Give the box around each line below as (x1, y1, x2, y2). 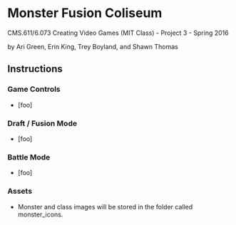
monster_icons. (17, 210, 63, 219)
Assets (7, 187, 33, 197)
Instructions (7, 63, 63, 75)
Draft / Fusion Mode (7, 118, 77, 128)
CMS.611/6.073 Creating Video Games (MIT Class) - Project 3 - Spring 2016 (7, 28, 230, 37)
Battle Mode (7, 152, 51, 162)
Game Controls (7, 84, 61, 94)
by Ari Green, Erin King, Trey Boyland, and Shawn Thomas (7, 42, 178, 51)
